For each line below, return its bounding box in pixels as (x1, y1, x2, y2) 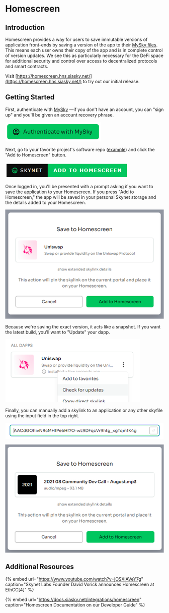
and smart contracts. (5, 64, 49, 69)
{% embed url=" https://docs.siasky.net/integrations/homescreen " (5, 596, 142, 602)
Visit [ (5, 73, 18, 79)
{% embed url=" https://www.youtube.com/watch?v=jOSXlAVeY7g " (5, 576, 143, 582)
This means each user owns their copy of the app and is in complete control (5, 47, 163, 53)
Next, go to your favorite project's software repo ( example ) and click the (5, 146, 155, 152)
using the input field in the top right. (5, 412, 79, 419)
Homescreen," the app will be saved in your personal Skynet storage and (5, 194, 156, 200)
